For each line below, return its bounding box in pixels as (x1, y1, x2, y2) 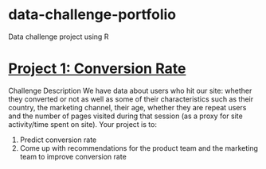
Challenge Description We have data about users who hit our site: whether (8, 86, 252, 95)
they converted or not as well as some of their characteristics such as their (8, 94, 254, 104)
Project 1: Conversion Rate (8, 60, 186, 78)
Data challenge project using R (8, 32, 109, 41)
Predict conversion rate (19, 135, 97, 144)
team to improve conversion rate (19, 152, 127, 161)
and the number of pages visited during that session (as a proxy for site (8, 111, 243, 121)
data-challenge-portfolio (8, 6, 177, 24)
